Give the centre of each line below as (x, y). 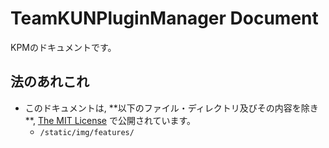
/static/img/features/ (87, 132)
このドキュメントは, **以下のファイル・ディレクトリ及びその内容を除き (171, 108)
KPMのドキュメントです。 (63, 47)
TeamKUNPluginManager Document (164, 18)
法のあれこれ (50, 82)
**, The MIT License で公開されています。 (110, 120)
